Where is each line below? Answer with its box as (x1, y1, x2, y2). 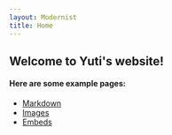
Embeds (21, 116, 53, 128)
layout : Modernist (9, 12, 77, 22)
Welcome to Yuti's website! (9, 54, 164, 69)
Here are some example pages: (9, 79, 126, 89)
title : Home (9, 21, 53, 30)
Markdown (21, 98, 62, 109)
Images (21, 108, 50, 118)
